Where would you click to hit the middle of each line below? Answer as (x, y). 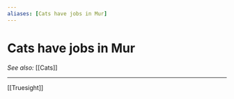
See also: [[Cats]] (32, 68)
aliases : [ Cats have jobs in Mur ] (57, 14)
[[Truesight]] (25, 87)
